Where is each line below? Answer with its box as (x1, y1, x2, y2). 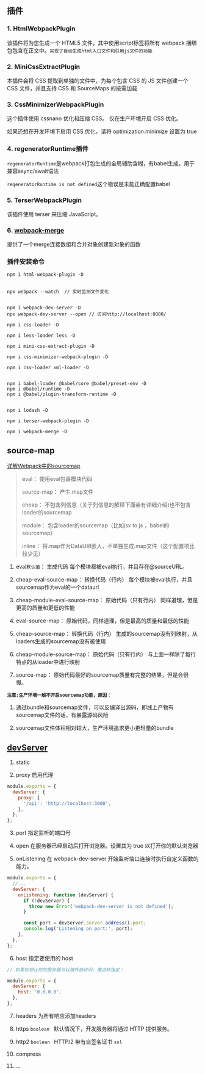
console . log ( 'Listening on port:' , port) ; (23, 926, 133, 932)
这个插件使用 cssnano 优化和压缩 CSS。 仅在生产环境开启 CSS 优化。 (7, 115, 182, 122)
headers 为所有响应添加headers (15, 1012, 96, 1019)
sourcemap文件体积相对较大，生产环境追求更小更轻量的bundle (15, 724, 174, 732)
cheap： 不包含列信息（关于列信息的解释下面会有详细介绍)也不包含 (21, 501, 191, 508)
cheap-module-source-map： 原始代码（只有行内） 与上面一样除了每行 (15, 651, 196, 658)
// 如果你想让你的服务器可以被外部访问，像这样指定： (7, 967, 124, 973)
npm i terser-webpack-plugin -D (7, 418, 89, 424)
